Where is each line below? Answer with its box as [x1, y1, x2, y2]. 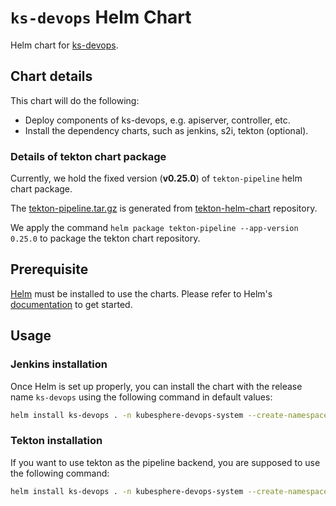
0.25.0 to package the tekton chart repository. [10, 232, 201, 245]
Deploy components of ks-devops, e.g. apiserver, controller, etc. [24, 114, 291, 126]
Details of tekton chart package [10, 149, 167, 163]
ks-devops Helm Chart [10, 6, 192, 29]
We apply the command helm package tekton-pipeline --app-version [10, 222, 299, 234]
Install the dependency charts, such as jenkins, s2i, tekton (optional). [24, 124, 309, 136]
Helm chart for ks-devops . [10, 39, 119, 51]
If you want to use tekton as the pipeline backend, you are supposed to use [10, 456, 321, 468]
